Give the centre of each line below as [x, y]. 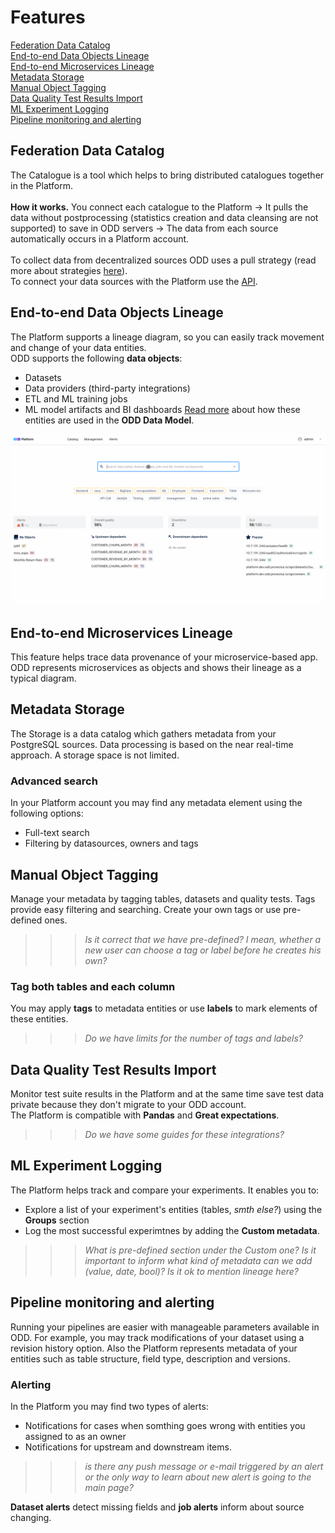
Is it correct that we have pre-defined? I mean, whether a [203, 939]
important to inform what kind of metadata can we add [198, 1260]
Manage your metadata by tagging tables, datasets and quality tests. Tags [163, 898]
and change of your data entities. [78, 347]
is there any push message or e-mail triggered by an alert [204, 1466]
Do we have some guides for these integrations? [184, 1135]
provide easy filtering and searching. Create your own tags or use [146, 909]
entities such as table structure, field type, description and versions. [150, 1358]
